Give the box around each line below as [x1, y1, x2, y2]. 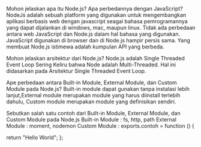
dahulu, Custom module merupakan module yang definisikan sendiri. [6, 98, 176, 105]
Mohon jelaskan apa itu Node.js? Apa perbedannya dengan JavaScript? [6, 5, 183, 12]
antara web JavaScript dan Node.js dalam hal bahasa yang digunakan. [6, 30, 181, 38]
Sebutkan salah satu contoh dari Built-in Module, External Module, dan [6, 110, 181, 117]
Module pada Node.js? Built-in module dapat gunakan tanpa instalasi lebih [6, 85, 190, 92]
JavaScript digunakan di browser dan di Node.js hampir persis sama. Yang [6, 37, 190, 44]
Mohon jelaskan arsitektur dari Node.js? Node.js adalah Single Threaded [6, 55, 185, 62]
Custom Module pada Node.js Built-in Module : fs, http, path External [6, 116, 177, 123]
